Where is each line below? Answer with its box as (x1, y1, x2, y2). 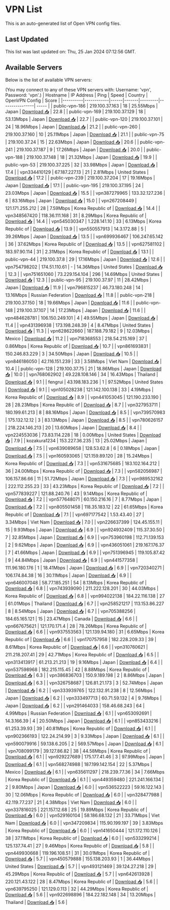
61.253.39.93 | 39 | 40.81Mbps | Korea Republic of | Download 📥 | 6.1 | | (5, 725, 156, 731)
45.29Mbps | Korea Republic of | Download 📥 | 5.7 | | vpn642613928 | (5, 871, 153, 877)
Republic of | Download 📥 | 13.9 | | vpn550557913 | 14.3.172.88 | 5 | (5, 226, 146, 232)
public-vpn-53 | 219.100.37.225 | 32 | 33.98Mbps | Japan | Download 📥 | (5, 161, 158, 168)
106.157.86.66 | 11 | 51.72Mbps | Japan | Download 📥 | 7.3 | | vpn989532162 (5, 475, 163, 481)
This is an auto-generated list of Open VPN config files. (5, 20, 121, 26)
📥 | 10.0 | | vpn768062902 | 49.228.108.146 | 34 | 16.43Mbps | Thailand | (5, 371, 158, 377)
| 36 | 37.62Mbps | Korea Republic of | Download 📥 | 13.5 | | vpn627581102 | (5, 241, 165, 247)
